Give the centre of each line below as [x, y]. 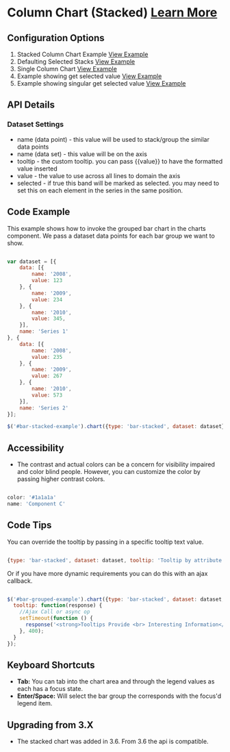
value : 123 [47, 281]
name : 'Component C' [37, 504]
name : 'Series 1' [44, 331]
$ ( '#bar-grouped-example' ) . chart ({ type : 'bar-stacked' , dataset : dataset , [116, 599]
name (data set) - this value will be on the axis [82, 154]
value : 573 [47, 395]
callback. [20, 581]
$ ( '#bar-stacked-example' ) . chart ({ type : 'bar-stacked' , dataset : [102, 427]
